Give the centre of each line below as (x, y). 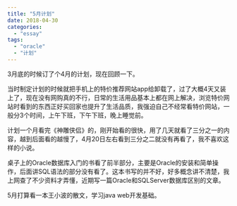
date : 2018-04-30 (33, 20)
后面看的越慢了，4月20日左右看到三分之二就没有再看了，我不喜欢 (127, 139)
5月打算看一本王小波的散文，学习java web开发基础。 (84, 195)
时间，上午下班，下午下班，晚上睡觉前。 (88, 115)
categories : (25, 27)
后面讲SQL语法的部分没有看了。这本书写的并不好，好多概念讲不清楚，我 (124, 171)
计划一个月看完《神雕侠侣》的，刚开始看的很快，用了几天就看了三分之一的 (115, 130)
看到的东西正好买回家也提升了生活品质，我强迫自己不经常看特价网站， (121, 106)
